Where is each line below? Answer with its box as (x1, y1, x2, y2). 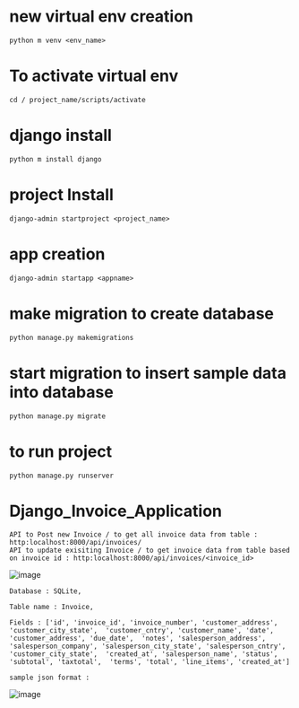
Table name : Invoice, (9, 603, 94, 612)
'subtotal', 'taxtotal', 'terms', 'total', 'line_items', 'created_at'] (9, 658, 291, 667)
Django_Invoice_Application (9, 501, 222, 521)
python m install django (9, 154, 102, 163)
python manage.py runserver (9, 471, 115, 480)
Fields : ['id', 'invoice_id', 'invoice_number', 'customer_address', (9, 618, 278, 627)
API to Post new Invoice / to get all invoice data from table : (9, 530, 258, 539)
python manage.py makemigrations (9, 333, 134, 342)
